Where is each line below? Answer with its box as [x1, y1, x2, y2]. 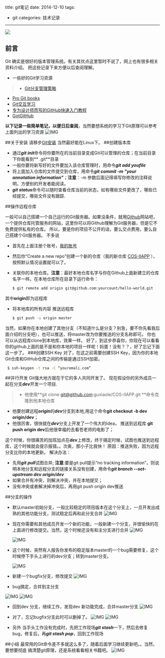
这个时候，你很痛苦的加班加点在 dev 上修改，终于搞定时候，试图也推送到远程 [5, 437, 160, 443]
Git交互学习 [12, 101, 36, 107]
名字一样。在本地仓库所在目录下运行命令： [12, 276, 99, 282]
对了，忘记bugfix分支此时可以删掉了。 [12, 614, 90, 620]
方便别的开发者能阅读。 [21, 180, 69, 186]
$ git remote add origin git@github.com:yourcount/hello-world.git [12, 286, 153, 291]
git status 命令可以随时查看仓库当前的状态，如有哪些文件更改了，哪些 [12, 186, 153, 193]
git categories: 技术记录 [12, 15, 60, 21]
